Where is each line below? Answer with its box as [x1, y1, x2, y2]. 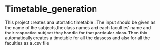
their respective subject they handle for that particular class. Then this [5, 30, 148, 35]
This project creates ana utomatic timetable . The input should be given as [5, 19, 156, 25]
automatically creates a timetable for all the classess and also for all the [5, 35, 150, 41]
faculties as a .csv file [5, 40, 49, 46]
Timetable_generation [5, 3, 97, 15]
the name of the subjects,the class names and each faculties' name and [5, 24, 151, 30]
